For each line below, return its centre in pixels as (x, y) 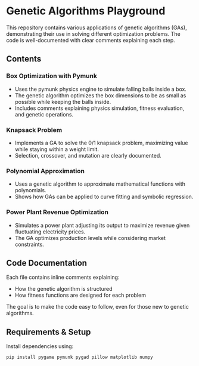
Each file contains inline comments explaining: (63, 277)
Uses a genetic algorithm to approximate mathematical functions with (100, 184)
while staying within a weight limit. (57, 149)
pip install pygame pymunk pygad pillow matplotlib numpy (80, 357)
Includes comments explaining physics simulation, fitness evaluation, (99, 108)
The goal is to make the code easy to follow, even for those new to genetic (97, 307)
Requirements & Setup (49, 332)
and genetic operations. (44, 114)
